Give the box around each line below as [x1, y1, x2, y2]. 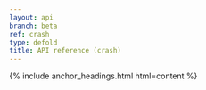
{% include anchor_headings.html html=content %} [9, 70, 198, 81]
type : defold [9, 37, 58, 47]
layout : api [9, 12, 54, 22]
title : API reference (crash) [9, 46, 122, 55]
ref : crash [9, 29, 50, 38]
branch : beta [9, 21, 58, 30]
